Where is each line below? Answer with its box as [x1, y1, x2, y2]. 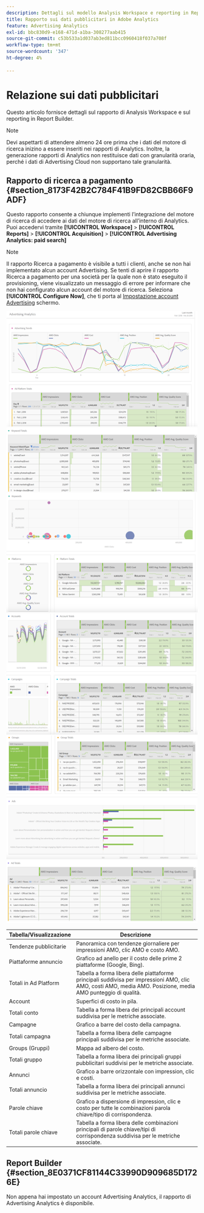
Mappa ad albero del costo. [76, 1044, 144, 1052]
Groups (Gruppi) [8, 1044, 50, 1052]
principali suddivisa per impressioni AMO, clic [76, 976, 190, 983]
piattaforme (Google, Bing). [76, 961, 144, 969]
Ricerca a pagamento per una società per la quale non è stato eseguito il [6, 273, 188, 280]
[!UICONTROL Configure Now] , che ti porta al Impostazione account [6, 292, 179, 300]
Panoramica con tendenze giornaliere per [76, 939, 180, 947]
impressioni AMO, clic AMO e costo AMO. [76, 946, 180, 953]
